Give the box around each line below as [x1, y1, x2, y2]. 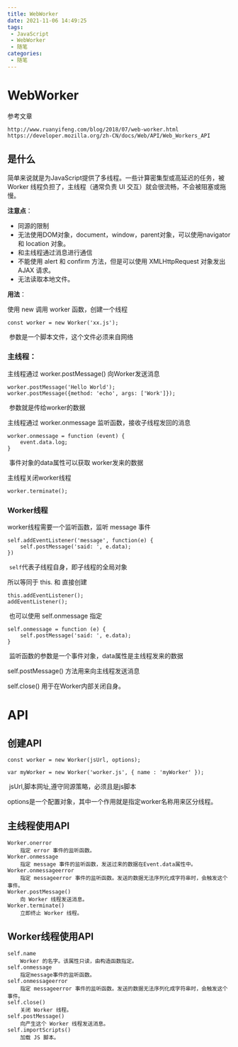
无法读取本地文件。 [17, 274, 74, 283]
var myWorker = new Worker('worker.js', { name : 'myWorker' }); [7, 769, 204, 776]
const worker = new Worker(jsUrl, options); [7, 756, 141, 764]
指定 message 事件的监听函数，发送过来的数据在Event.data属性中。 [20, 861, 197, 868]
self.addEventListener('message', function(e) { [7, 537, 154, 544]
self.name [7, 950, 37, 957]
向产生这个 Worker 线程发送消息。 [20, 1020, 109, 1027]
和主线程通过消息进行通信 [17, 248, 93, 257]
